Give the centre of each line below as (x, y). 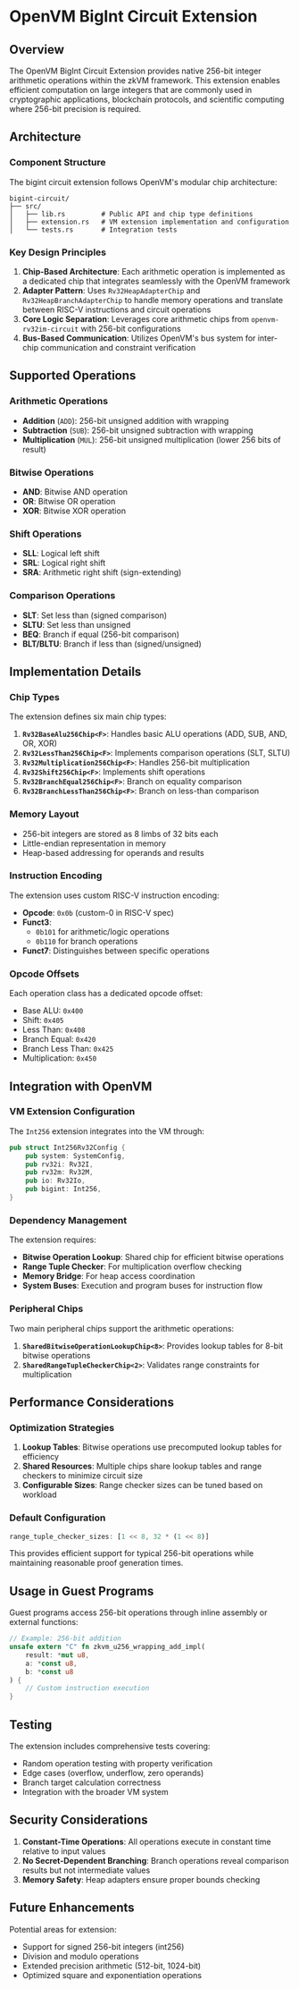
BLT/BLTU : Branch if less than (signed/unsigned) (112, 643)
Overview (37, 50)
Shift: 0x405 (43, 1020)
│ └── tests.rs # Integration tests (93, 230)
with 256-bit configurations (130, 328)
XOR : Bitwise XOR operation (74, 511)
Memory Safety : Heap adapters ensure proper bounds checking (141, 1879)
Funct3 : (37, 922)
